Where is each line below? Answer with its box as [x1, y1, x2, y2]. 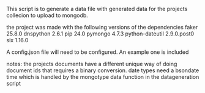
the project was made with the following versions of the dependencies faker [6, 24, 198, 31]
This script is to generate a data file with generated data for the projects [6, 6, 188, 12]
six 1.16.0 [6, 37, 29, 43]
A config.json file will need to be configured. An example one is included [6, 48, 189, 56]
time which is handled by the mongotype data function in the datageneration [6, 73, 199, 80]
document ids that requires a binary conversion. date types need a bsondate [6, 67, 199, 74]
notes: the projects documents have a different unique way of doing [6, 61, 177, 67]
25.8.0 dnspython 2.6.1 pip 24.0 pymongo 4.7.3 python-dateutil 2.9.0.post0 [6, 30, 195, 37]
